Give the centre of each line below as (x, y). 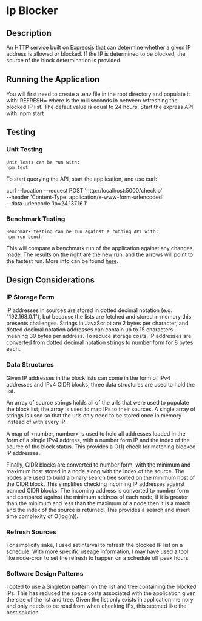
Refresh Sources (31, 532)
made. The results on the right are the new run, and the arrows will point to (100, 254)
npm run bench (24, 237)
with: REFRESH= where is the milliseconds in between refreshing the (92, 100)
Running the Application (53, 79)
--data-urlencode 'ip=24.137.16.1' (47, 203)
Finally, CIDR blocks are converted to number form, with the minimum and (99, 465)
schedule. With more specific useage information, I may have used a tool (97, 551)
